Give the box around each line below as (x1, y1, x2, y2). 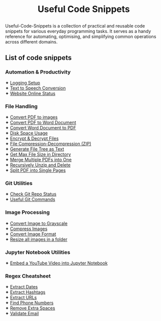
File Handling (5, 102, 38, 109)
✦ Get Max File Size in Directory (5, 151, 71, 157)
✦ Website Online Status (5, 90, 56, 96)
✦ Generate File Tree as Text (5, 146, 64, 152)
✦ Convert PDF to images (5, 114, 58, 120)
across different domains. (5, 39, 58, 45)
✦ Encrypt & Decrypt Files (5, 135, 59, 141)
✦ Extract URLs (5, 294, 37, 300)
